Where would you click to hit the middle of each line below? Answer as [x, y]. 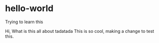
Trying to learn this [24, 22]
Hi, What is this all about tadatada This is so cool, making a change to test [80, 31]
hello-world [29, 8]
